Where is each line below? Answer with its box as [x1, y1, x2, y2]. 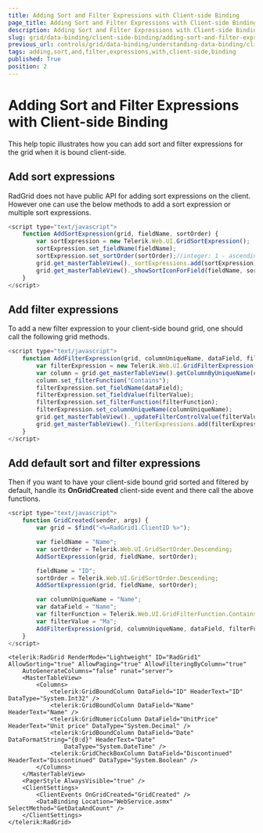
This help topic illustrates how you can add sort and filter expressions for [8, 139, 244, 148]
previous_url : [8, 41, 55, 49]
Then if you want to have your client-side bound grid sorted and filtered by [8, 477, 249, 487]
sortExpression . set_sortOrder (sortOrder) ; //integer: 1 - [36, 252, 225, 260]
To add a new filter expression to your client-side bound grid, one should [8, 323, 243, 334]
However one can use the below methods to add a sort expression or [8, 199, 231, 209]
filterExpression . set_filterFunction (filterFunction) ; [36, 398, 219, 407]
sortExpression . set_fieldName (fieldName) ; [36, 245, 177, 253]
